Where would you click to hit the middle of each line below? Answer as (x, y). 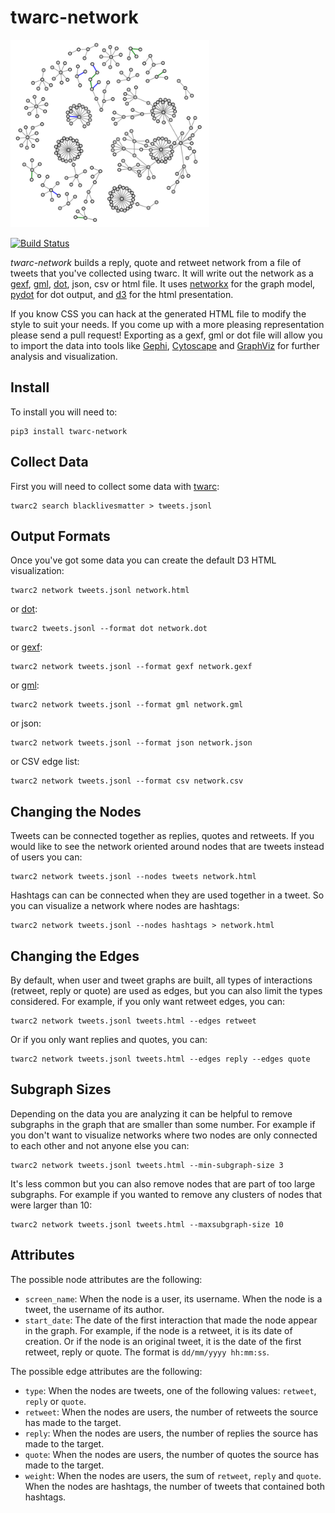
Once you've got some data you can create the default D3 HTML (143, 560)
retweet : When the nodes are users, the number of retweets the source (171, 1412)
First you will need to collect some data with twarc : (115, 486)
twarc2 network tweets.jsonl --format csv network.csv (127, 781)
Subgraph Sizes (61, 1089)
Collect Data (49, 462)
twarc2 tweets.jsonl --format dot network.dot (109, 629)
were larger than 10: (51, 1205)
